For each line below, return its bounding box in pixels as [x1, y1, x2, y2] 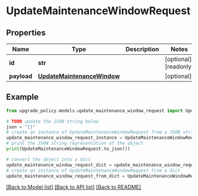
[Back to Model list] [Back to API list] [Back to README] [6, 184, 141, 191]
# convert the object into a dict [6, 156, 91, 162]
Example [6, 92, 39, 102]
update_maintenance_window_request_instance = [6, 135, 123, 141]
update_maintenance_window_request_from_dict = [6, 173, 126, 179]
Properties [6, 28, 46, 38]
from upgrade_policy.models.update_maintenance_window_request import [6, 107, 183, 113]
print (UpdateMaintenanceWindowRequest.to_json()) [6, 146, 131, 152]
